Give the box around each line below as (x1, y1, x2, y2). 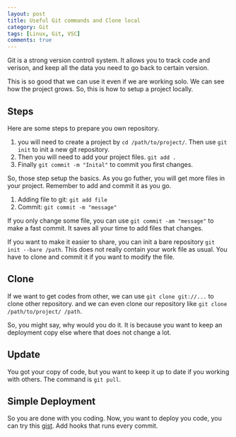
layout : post (7, 10, 46, 18)
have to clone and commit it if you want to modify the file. (7, 252, 175, 261)
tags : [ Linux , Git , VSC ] (7, 30, 81, 37)
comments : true (7, 37, 52, 44)
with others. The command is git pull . (7, 375, 122, 383)
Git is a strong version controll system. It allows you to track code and (7, 56, 211, 64)
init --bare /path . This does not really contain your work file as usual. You (7, 245, 228, 253)
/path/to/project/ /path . (7, 307, 83, 315)
